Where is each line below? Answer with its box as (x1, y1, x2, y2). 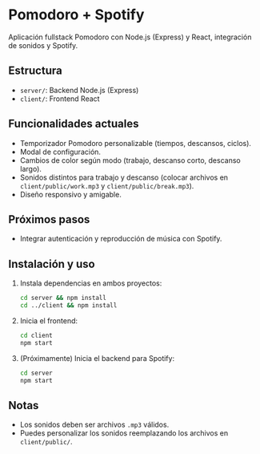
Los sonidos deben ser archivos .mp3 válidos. (19, 420, 170, 430)
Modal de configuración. (19, 147, 102, 156)
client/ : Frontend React (19, 94, 100, 103)
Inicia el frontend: (19, 315, 78, 326)
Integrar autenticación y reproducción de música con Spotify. (19, 234, 222, 244)
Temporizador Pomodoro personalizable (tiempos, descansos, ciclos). (19, 138, 252, 148)
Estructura (8, 64, 62, 78)
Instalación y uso (8, 257, 95, 270)
